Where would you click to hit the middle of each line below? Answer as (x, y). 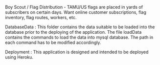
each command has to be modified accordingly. (53, 43)
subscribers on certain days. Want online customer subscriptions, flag (76, 12)
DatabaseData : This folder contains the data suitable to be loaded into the (80, 27)
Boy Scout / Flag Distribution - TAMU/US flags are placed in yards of (74, 7)
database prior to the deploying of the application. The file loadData (73, 32)
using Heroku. (19, 57)
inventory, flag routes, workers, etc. (41, 17)
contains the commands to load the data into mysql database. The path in (79, 37)
